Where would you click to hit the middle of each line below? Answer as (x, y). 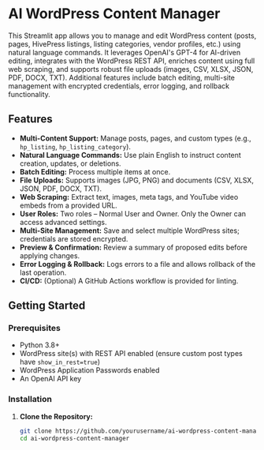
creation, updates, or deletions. (70, 163)
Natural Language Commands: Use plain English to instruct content (130, 155)
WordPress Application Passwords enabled (89, 370)
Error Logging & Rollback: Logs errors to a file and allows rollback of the (138, 264)
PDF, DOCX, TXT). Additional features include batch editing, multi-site (121, 77)
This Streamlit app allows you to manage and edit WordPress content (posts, (132, 36)
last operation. (43, 272)
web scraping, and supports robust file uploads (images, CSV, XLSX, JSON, (131, 69)
